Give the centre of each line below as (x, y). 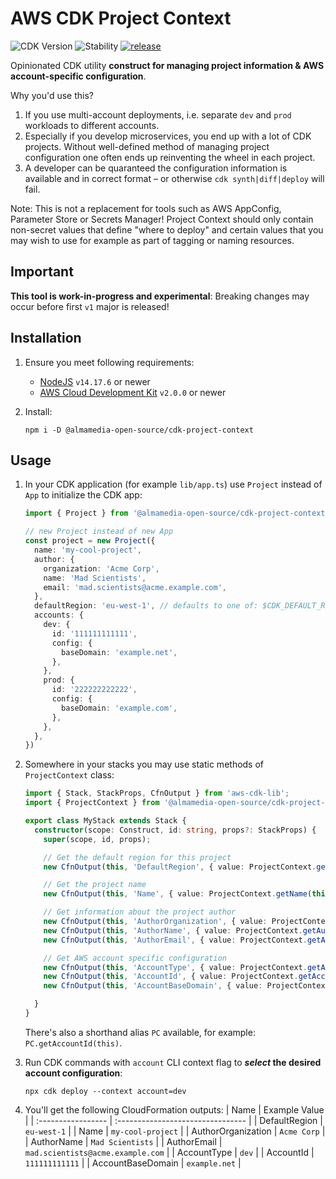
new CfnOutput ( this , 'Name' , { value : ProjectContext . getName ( (178, 894)
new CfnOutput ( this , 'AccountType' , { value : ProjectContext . (175, 967)
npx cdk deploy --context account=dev (105, 1091)
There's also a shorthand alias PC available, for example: (140, 1032)
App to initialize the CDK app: (83, 495)
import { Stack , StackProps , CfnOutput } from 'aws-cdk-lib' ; (157, 793)
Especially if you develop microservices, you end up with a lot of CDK (168, 136)
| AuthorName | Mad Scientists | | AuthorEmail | (123, 1141)
